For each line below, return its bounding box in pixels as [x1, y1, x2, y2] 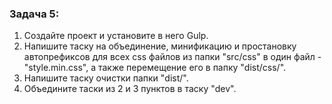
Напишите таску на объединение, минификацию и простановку [23, 40, 297, 52]
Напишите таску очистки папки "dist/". [23, 72, 189, 84]
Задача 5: [9, 7, 60, 21]
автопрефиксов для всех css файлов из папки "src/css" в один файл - [23, 51, 322, 63]
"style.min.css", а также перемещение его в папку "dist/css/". [23, 62, 287, 74]
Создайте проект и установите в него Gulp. [23, 30, 209, 42]
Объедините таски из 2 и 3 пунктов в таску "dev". [23, 83, 237, 95]
